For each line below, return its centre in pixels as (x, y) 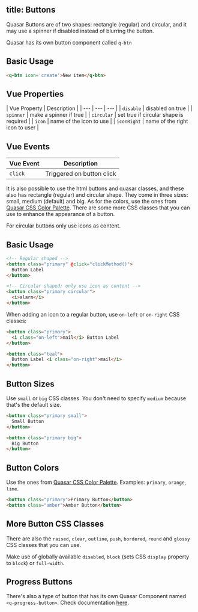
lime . (13, 489)
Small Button (28, 421)
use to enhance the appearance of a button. (61, 214)
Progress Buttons (40, 582)
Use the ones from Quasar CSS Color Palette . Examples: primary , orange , (96, 482)
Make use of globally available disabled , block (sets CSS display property (98, 557)
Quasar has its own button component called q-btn (69, 42)
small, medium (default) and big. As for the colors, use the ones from (91, 202)
